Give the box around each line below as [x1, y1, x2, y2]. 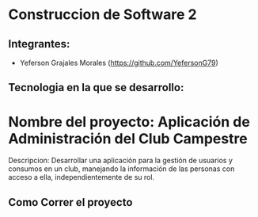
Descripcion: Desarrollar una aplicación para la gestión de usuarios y [8, 156, 233, 166]
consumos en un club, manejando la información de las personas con [8, 164, 235, 173]
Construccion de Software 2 [8, 6, 197, 24]
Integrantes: [8, 37, 70, 51]
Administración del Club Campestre [8, 129, 248, 147]
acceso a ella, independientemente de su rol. [8, 173, 155, 182]
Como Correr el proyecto [8, 196, 133, 209]
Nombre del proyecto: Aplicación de [8, 112, 251, 131]
